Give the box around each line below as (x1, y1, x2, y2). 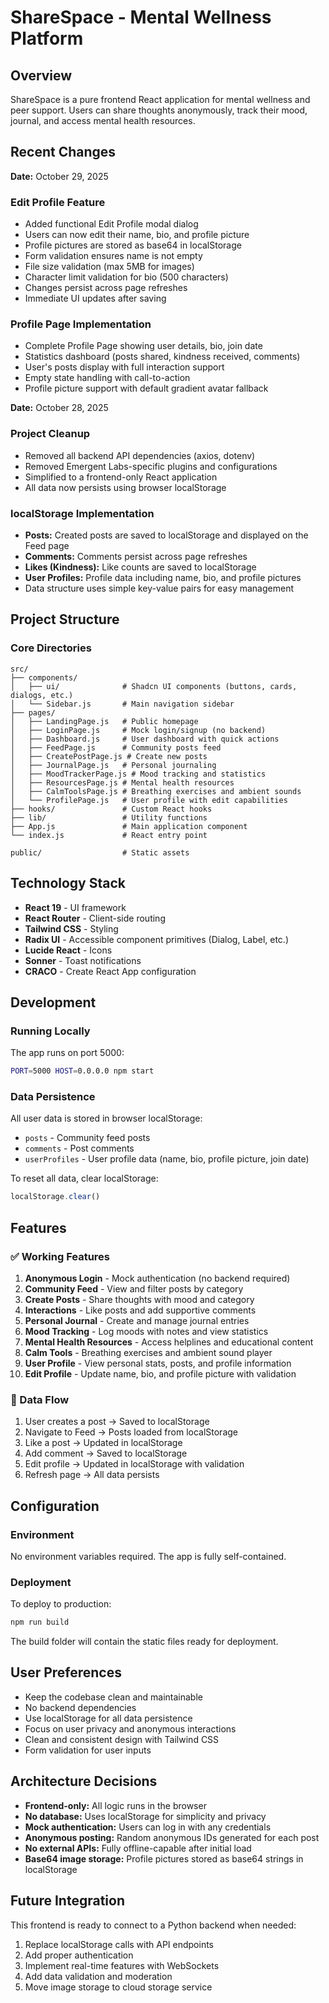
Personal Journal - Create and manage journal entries (24, 1314, 250, 1326)
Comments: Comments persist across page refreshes (24, 551, 248, 562)
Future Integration (10, 1892, 126, 1910)
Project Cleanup (10, 427, 91, 441)
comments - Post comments (24, 1142, 135, 1155)
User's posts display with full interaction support (24, 361, 225, 373)
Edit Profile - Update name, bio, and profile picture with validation (24, 1367, 297, 1380)
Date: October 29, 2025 (10, 170, 109, 182)
